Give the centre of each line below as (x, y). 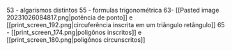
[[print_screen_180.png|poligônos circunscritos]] (76, 40)
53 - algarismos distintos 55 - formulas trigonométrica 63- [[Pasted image (113, 10)
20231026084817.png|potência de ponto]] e (70, 17)
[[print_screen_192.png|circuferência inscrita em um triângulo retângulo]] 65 (116, 25)
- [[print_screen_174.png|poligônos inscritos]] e (74, 32)
